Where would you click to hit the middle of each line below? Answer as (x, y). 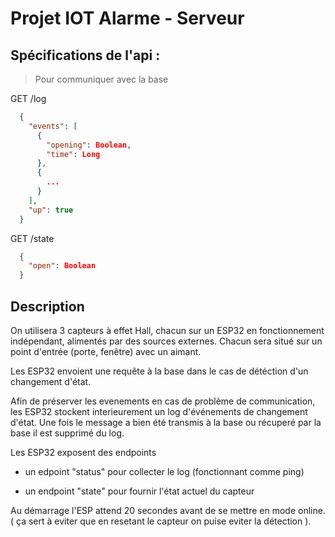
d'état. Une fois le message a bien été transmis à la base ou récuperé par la (166, 422)
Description (47, 306)
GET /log (28, 98)
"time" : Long (73, 154)
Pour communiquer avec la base (101, 79)
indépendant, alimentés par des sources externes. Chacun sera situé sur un (166, 341)
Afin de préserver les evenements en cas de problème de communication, (163, 401)
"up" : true (51, 210)
